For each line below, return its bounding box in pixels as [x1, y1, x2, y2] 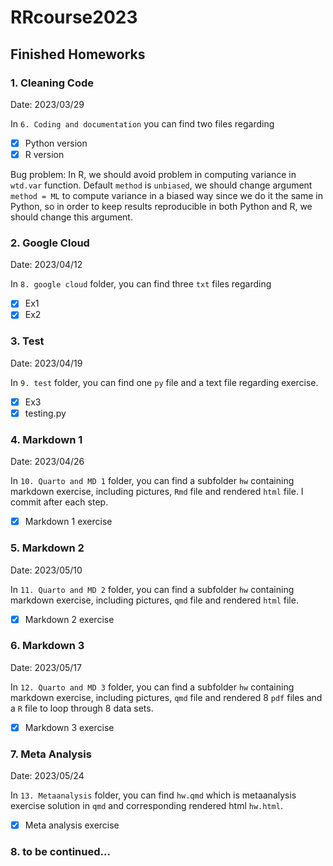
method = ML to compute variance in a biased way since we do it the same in [10, 190, 323, 201]
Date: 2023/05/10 [10, 564, 83, 576]
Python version [24, 137, 88, 149]
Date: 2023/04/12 [10, 259, 83, 271]
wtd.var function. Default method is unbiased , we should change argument [10, 179, 313, 191]
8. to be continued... [10, 845, 111, 859]
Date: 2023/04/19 [10, 357, 83, 369]
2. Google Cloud [10, 236, 90, 250]
